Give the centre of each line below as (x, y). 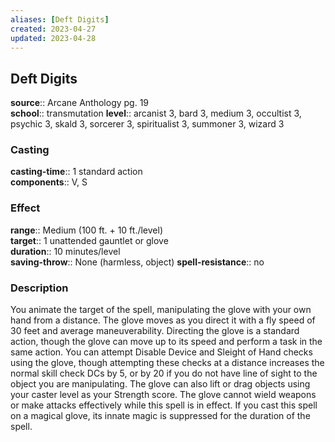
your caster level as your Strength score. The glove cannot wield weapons (163, 395)
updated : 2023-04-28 (53, 38)
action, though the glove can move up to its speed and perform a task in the (166, 342)
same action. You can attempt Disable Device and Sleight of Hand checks (161, 352)
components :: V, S (49, 182)
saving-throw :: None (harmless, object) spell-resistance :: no (137, 262)
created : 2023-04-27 (53, 29)
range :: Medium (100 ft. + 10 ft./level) (87, 230)
